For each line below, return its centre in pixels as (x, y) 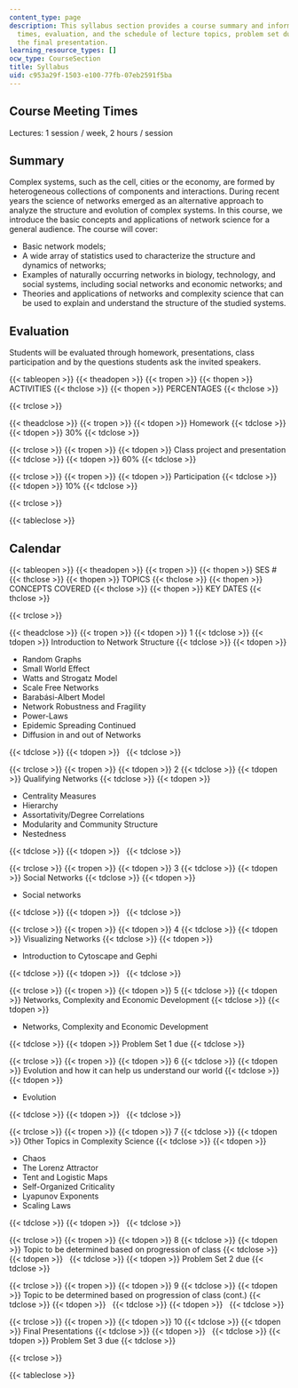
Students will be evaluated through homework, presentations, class (132, 353)
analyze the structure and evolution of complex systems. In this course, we (146, 211)
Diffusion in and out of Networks (82, 735)
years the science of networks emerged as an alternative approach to (137, 201)
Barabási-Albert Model (63, 697)
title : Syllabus (39, 68)
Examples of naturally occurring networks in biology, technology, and (149, 275)
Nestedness (44, 834)
